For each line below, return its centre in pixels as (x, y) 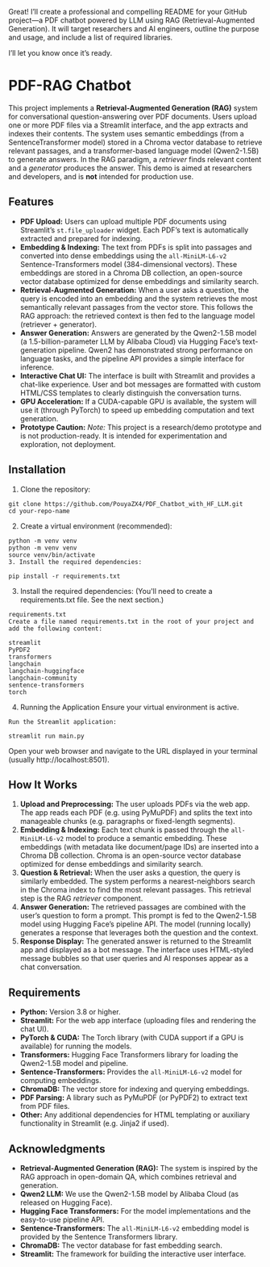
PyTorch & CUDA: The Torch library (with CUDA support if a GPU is (132, 1038)
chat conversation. (51, 967)
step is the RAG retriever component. (81, 898)
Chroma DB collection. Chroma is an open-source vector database (131, 855)
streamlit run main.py (46, 736)
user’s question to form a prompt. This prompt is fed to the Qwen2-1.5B (138, 916)
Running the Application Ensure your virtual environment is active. (129, 707)
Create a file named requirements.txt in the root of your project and (131, 621)
